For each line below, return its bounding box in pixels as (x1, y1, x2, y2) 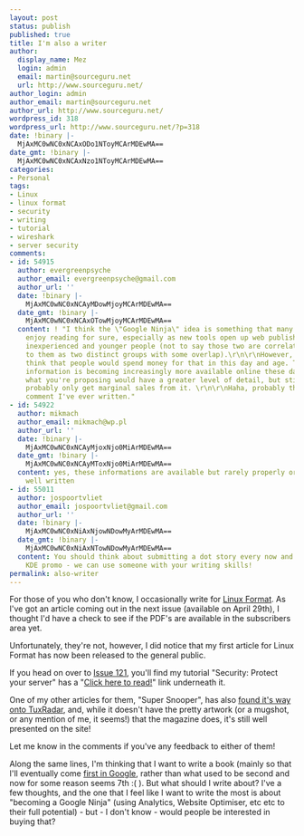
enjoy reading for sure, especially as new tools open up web (25, 333, 265, 342)
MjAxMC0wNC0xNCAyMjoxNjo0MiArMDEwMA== (25, 443, 172, 452)
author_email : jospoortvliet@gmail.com (17, 502, 168, 511)
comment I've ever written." (25, 392, 136, 401)
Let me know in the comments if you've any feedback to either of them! (9, 741, 276, 752)
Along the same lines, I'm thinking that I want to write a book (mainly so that (9, 758, 292, 770)
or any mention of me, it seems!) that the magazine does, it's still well (9, 714, 268, 725)
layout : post (9, 13, 59, 23)
